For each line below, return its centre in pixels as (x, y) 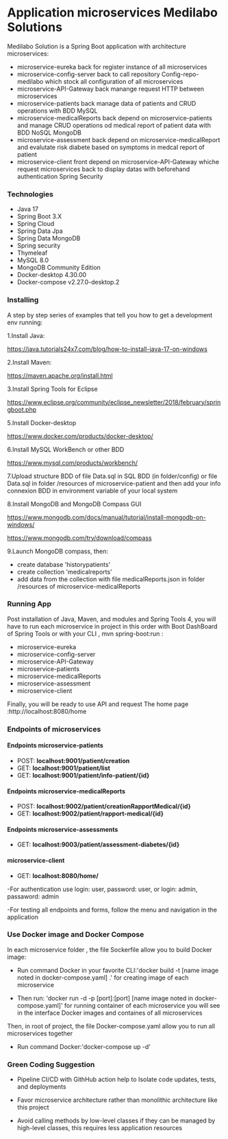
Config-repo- (180, 74)
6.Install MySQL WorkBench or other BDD (66, 449)
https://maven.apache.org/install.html (60, 375)
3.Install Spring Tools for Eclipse (52, 389)
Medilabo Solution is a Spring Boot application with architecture (97, 46)
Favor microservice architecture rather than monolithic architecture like (117, 1100)
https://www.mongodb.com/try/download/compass (79, 538)
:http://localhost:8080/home (47, 711)
